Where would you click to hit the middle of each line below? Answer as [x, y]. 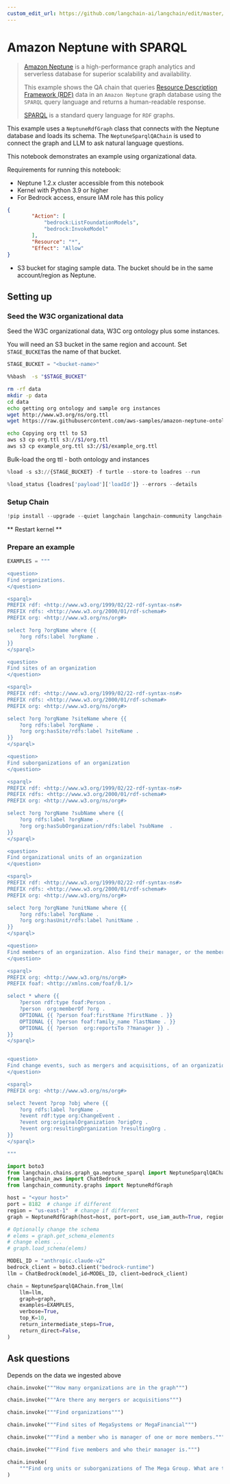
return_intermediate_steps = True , [67, 1325]
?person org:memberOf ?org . [63, 1009]
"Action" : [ [49, 216]
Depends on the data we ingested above [64, 1375]
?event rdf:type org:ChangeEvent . [70, 1116]
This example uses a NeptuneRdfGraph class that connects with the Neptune [113, 128]
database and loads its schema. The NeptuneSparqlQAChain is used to [104, 135]
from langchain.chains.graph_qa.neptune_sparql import [87, 1173]
